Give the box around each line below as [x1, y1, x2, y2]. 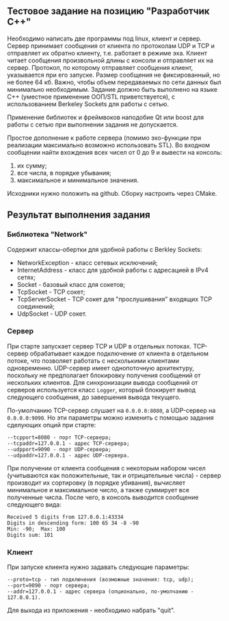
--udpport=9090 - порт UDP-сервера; [7, 446, 111, 453]
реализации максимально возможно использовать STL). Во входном [7, 140, 211, 149]
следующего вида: [7, 500, 62, 509]
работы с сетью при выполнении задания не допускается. [7, 120, 178, 129]
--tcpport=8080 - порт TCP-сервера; [7, 434, 111, 441]
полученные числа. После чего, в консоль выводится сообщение [7, 493, 199, 501]
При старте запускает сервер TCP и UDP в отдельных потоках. [7, 342, 192, 350]
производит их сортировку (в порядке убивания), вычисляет [7, 479, 186, 487]
